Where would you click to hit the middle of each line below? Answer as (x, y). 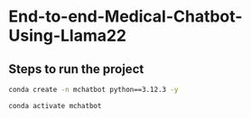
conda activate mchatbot (55, 105)
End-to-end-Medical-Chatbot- (125, 17)
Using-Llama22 (68, 36)
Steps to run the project (76, 69)
